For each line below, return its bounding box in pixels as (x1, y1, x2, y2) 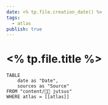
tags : (6, 15, 20, 21)
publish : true (6, 26, 43, 32)
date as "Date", (17, 78, 59, 84)
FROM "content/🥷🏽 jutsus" (6, 89, 72, 95)
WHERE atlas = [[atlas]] (6, 94, 70, 100)
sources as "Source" (17, 83, 70, 89)
